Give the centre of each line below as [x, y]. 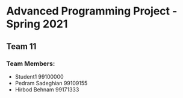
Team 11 [21, 46]
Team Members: [31, 64]
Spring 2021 [37, 24]
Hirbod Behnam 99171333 [47, 90]
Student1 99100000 [39, 76]
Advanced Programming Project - [92, 11]
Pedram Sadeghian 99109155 [51, 83]
